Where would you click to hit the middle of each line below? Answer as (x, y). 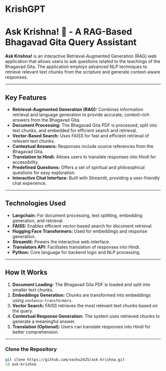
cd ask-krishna (21, 364)
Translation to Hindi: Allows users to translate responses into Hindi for (84, 157)
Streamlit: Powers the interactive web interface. (61, 242)
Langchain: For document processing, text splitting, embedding (77, 215)
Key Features (26, 97)
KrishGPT (25, 9)
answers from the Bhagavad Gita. (46, 120)
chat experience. (29, 183)
